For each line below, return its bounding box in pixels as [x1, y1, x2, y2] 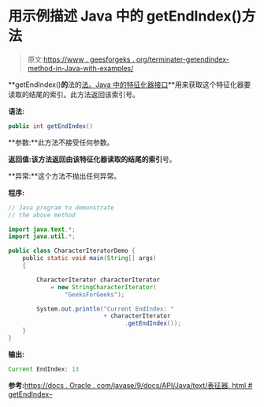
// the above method [8, 211, 76, 219]
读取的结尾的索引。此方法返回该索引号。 [8, 89, 139, 99]
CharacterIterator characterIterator [36, 276, 160, 284]
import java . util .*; [8, 232, 76, 241]
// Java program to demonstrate [8, 203, 114, 212]
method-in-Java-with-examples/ [27, 63, 134, 73]
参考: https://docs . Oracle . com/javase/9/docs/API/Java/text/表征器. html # [8, 380, 253, 390]
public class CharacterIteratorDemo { [8, 247, 136, 255]
